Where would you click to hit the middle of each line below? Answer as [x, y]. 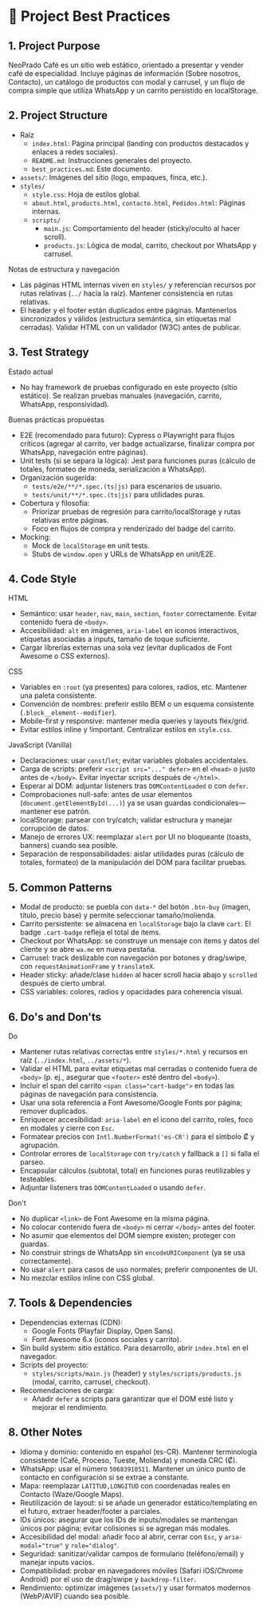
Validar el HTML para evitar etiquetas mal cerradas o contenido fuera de [138, 1069]
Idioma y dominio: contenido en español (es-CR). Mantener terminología [138, 1452]
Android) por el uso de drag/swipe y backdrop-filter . [108, 1579]
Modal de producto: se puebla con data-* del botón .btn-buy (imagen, [135, 907]
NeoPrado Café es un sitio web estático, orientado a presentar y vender [126, 65]
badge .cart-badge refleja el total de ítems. [90, 932]
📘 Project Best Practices [90, 16]
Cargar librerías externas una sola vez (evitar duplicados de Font [126, 647]
